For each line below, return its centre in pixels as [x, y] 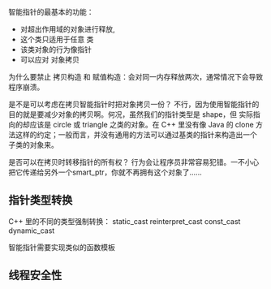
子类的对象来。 [33, 145]
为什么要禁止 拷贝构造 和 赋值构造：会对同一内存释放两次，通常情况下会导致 [136, 77]
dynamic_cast [32, 231]
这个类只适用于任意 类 [57, 39]
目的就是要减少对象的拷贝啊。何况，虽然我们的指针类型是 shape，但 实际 [131, 114]
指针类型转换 [41, 200]
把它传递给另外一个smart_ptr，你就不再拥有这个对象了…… [105, 172]
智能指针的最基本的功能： [51, 12]
